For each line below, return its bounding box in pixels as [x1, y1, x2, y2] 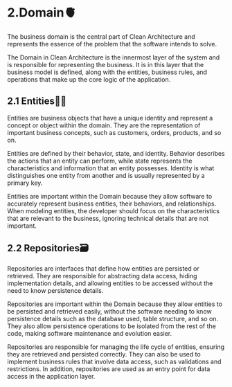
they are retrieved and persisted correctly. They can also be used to [7, 350, 201, 358]
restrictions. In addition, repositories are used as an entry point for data [7, 364, 211, 373]
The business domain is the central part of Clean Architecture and [7, 32, 195, 41]
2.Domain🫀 [7, 5, 77, 21]
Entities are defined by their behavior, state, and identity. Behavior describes [7, 149, 225, 157]
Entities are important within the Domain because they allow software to [7, 192, 213, 200]
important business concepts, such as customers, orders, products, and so [7, 128, 222, 136]
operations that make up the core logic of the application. [7, 75, 171, 83]
